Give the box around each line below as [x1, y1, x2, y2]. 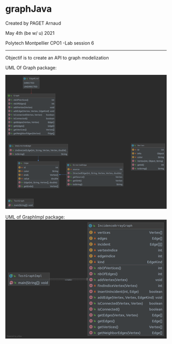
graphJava [5, 3, 52, 15]
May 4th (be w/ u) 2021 [5, 30, 55, 36]
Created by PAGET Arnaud [5, 20, 61, 26]
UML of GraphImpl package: [5, 214, 65, 220]
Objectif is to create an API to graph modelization [5, 54, 109, 60]
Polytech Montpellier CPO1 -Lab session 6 [5, 39, 95, 46]
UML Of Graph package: [5, 65, 57, 71]
